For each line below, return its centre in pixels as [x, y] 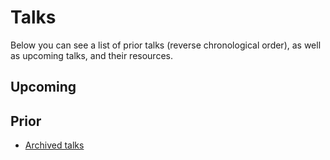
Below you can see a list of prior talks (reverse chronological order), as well [166, 45]
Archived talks [54, 145]
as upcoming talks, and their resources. [91, 55]
